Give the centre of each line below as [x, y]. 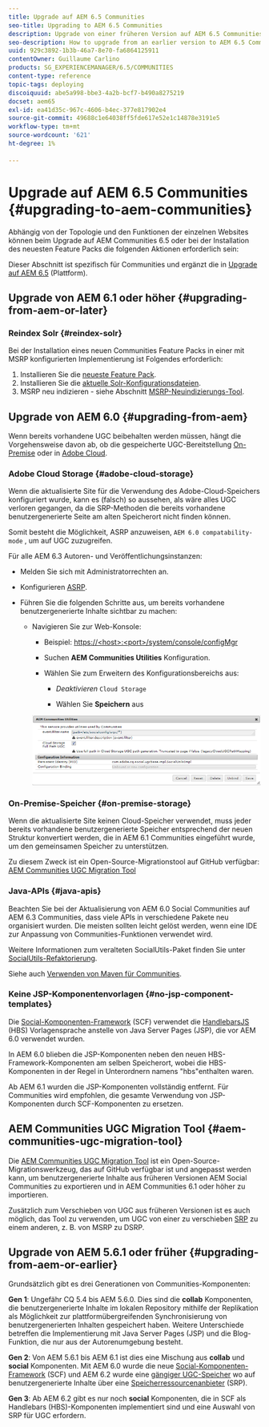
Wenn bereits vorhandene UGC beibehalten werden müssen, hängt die [125, 436]
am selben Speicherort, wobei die [151, 1062]
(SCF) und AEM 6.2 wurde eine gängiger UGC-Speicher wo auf [151, 1375]
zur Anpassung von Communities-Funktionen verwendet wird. [111, 934]
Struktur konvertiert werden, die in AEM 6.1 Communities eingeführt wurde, [132, 838]
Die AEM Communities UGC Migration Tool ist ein [89, 1160]
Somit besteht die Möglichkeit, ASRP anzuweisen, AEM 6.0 [104, 532]
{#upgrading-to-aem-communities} [130, 209]
